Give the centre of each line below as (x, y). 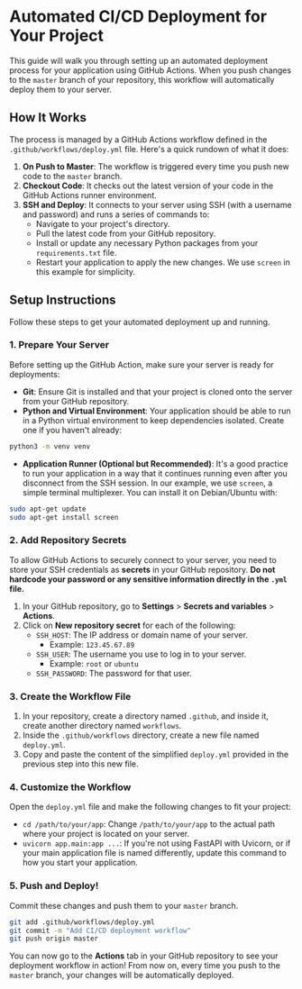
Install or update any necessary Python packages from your (147, 243)
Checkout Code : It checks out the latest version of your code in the (148, 186)
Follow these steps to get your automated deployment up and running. (140, 322)
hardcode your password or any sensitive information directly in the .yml (148, 579)
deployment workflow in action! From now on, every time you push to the (145, 966)
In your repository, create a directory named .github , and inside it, (145, 716)
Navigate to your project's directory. (103, 223)
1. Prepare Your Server (59, 345)
